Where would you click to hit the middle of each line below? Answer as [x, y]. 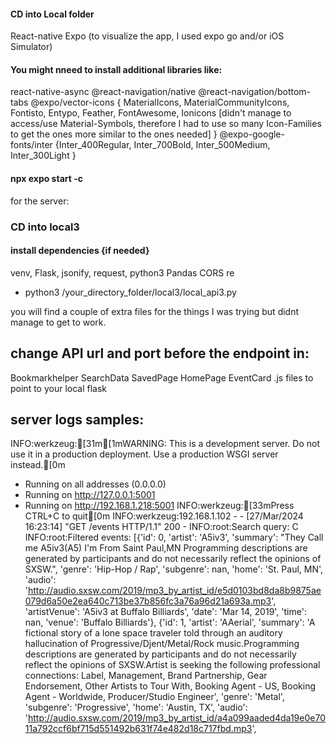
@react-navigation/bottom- [255, 92]
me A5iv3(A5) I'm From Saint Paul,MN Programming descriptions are [166, 548]
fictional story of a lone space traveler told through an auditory [153, 633]
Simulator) [31, 47]
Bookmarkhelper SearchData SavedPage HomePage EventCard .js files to [162, 377]
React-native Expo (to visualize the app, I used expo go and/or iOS [147, 36]
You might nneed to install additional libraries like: [116, 69]
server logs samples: [77, 419]
